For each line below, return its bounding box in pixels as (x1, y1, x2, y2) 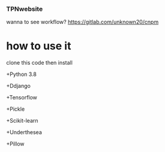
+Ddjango (6, 83, 31, 90)
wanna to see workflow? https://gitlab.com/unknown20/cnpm (6, 19, 159, 26)
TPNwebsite (6, 5, 43, 13)
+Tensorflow (6, 94, 38, 101)
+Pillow (6, 140, 25, 148)
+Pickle (6, 105, 25, 113)
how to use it (6, 39, 71, 53)
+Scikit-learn (6, 117, 38, 124)
